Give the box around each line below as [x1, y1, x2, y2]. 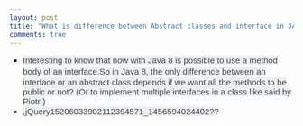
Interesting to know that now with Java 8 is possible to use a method [22, 55, 278, 66]
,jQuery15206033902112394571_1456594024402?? [22, 106, 219, 117]
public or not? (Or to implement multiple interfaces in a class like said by [22, 86, 291, 97]
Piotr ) [22, 96, 46, 107]
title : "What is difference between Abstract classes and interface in [9, 22, 284, 31]
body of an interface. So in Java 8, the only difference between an [22, 67, 266, 77]
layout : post [9, 13, 59, 22]
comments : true [9, 30, 67, 39]
